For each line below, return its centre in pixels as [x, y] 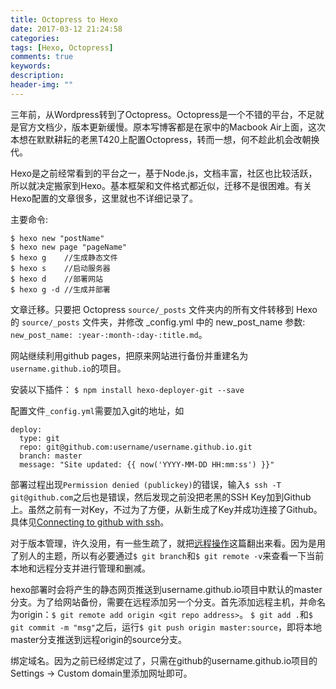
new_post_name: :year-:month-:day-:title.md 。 [109, 334]
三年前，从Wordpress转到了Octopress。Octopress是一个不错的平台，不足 [163, 114]
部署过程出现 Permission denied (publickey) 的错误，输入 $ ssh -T [146, 484]
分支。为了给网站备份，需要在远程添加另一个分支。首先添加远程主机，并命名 [168, 602]
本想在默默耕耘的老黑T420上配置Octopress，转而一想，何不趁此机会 [152, 139]
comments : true [42, 57]
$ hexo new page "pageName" [69, 247]
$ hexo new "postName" [57, 238]
